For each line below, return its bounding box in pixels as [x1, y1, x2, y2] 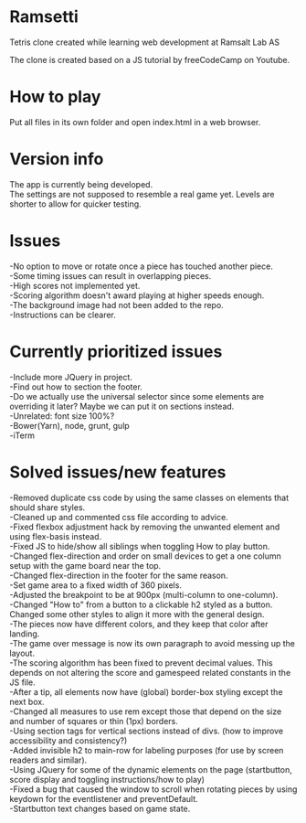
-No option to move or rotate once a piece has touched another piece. [9, 261, 274, 272]
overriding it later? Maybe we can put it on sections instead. [9, 401, 235, 411]
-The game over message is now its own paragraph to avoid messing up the [9, 637, 295, 648]
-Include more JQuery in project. [9, 371, 132, 382]
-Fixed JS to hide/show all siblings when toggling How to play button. [9, 540, 270, 551]
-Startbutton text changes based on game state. [9, 803, 191, 814]
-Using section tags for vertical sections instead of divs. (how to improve [9, 725, 284, 736]
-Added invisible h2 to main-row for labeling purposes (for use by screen [9, 744, 284, 755]
